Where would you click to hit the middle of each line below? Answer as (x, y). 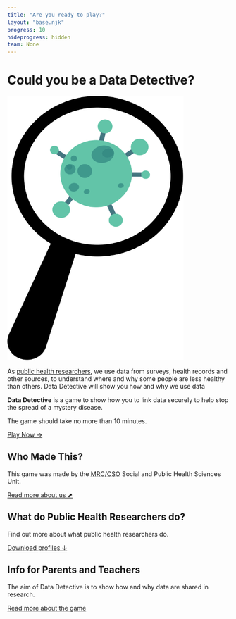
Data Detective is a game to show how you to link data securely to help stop (118, 400)
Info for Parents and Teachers (74, 570)
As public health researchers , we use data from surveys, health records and (117, 371)
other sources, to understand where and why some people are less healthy (116, 379)
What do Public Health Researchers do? (96, 517)
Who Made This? (45, 457)
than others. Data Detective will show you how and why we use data (106, 387)
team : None (23, 45)
